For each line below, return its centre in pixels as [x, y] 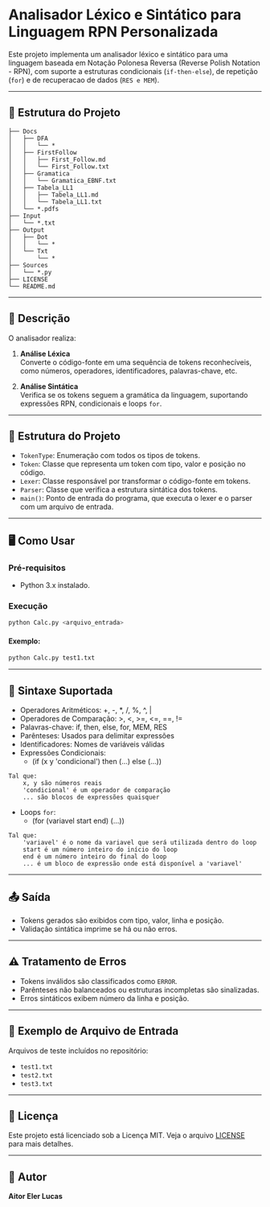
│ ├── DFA [28, 138]
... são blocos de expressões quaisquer [91, 798]
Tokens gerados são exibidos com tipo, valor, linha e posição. [122, 920]
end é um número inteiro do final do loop [95, 857]
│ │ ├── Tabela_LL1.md [53, 195]
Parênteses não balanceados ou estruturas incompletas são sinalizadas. [139, 990]
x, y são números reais [63, 783]
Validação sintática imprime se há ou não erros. [99, 928]
